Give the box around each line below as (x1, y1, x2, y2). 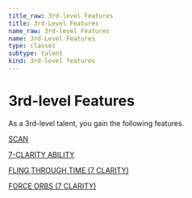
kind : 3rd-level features (8, 57, 95, 65)
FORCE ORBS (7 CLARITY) (8, 181, 97, 191)
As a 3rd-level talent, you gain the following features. (8, 118, 185, 128)
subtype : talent (8, 49, 63, 57)
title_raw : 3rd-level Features (8, 11, 114, 20)
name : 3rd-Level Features (8, 34, 95, 43)
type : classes (8, 42, 56, 50)
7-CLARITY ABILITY (8, 150, 75, 159)
